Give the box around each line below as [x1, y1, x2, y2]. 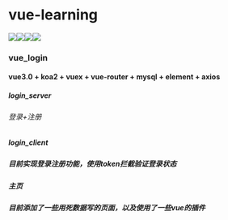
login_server [8, 91, 52, 100]
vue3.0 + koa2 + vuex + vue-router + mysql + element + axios [8, 72, 221, 82]
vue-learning [8, 6, 99, 24]
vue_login [8, 52, 49, 63]
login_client [8, 137, 49, 147]
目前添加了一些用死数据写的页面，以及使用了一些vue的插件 [8, 203, 206, 213]
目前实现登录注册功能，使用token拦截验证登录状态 [8, 159, 177, 169]
